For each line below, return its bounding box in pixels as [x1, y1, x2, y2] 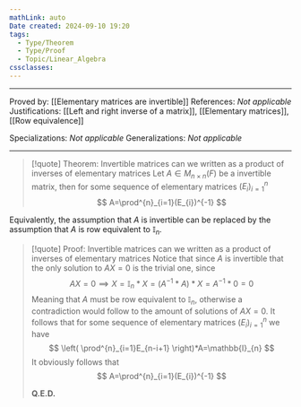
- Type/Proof [17, 47, 66, 56]
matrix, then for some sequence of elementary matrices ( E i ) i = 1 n [30, 179, 269, 194]
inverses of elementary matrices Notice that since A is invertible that [30, 253, 284, 264]
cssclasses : [9, 64, 54, 73]
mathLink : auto [9, 13, 66, 22]
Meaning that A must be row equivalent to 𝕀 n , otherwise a [30, 294, 244, 307]
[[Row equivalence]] [9, 115, 84, 126]
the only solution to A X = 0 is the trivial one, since [30, 262, 216, 273]
